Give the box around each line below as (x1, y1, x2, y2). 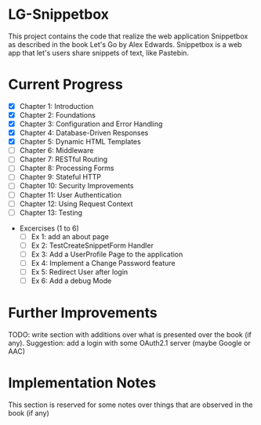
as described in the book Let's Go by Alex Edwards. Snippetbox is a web (8, 39, 242, 49)
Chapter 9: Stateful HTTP (19, 173, 102, 182)
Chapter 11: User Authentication (19, 190, 121, 199)
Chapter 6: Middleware (19, 146, 94, 155)
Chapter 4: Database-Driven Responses (19, 128, 149, 138)
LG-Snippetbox (8, 5, 110, 24)
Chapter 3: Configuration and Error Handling (19, 119, 163, 129)
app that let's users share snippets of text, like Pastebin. (8, 48, 190, 57)
